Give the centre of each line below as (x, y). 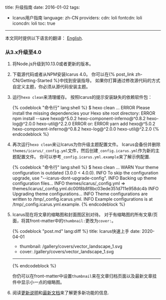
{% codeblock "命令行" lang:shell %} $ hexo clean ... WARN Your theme (85, 168)
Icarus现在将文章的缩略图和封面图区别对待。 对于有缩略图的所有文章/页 (85, 214)
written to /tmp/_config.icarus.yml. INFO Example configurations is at (83, 199)
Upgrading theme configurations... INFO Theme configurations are (80, 194)
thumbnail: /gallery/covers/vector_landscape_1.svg (71, 247)
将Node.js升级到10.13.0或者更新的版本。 (53, 64)
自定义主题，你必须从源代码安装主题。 (51, 87)
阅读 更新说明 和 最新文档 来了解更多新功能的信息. (61, 293)
